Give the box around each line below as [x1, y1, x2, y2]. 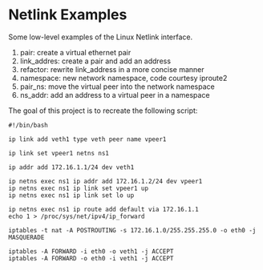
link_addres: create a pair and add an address [19, 56, 171, 66]
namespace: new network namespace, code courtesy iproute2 [19, 73, 228, 83]
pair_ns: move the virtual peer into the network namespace [19, 82, 215, 91]
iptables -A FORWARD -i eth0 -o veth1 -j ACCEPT [8, 247, 174, 256]
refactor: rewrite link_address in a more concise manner [19, 64, 204, 74]
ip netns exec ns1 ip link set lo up [8, 191, 135, 199]
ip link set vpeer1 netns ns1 [8, 149, 110, 157]
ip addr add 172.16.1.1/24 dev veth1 [8, 163, 135, 171]
